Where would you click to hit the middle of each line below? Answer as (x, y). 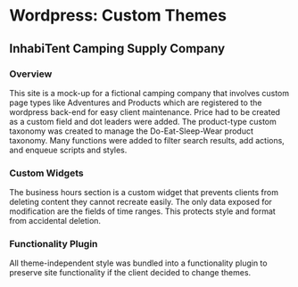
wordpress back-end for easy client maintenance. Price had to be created (145, 111)
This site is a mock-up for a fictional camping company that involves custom (149, 93)
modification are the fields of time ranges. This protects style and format (143, 211)
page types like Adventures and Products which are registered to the (136, 102)
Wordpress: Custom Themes (118, 16)
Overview (31, 74)
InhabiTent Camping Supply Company (117, 49)
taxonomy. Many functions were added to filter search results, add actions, (147, 140)
